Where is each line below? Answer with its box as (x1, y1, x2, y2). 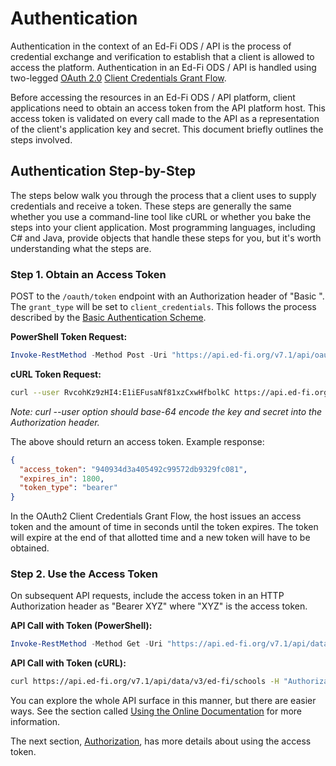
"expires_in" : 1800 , (19, 473, 105, 484)
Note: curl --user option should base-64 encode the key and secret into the (10, 405, 322, 417)
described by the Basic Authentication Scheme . (10, 312, 207, 324)
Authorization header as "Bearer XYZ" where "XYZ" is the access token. (10, 600, 308, 612)
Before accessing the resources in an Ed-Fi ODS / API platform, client (10, 91, 296, 103)
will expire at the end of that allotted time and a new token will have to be (10, 532, 311, 544)
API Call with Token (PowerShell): (10, 620, 153, 632)
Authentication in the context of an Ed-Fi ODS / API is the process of (10, 40, 292, 52)
